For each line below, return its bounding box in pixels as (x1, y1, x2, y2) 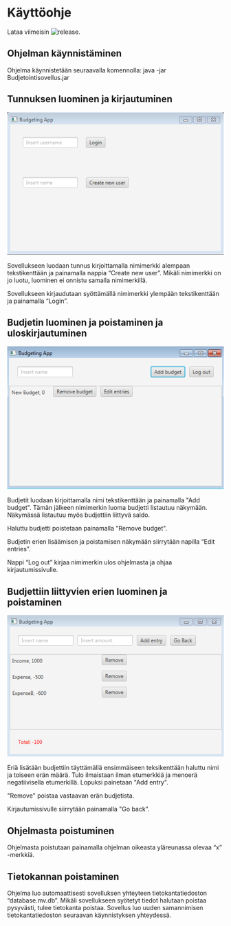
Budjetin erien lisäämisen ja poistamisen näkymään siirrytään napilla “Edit (7, 538, 215, 546)
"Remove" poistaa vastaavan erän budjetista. (7, 791, 135, 800)
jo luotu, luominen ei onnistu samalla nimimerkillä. (7, 276, 148, 284)
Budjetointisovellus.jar (7, 73, 70, 81)
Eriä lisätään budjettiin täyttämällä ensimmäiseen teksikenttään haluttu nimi (7, 764, 219, 772)
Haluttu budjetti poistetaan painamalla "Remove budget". (7, 524, 168, 533)
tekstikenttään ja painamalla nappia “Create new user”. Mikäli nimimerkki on (7, 269, 221, 277)
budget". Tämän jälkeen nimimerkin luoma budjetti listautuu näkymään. (7, 504, 208, 512)
